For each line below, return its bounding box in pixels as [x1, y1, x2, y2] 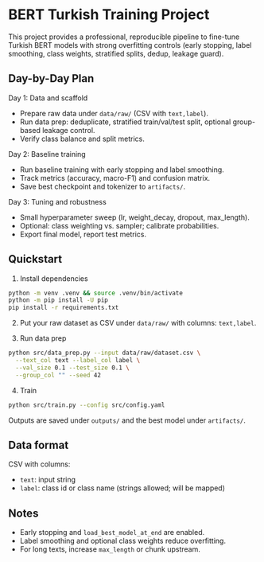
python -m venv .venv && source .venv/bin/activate [8, 289, 183, 297]
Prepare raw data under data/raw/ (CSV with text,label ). [19, 108, 209, 118]
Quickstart [8, 252, 63, 266]
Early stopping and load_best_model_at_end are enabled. [19, 528, 205, 537]
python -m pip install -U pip [8, 296, 109, 304]
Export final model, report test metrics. [19, 229, 147, 239]
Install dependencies [19, 273, 89, 283]
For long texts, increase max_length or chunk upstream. [19, 544, 200, 554]
